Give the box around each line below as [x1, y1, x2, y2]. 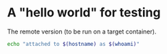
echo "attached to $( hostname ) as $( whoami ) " [7, 40, 140, 47]
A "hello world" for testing [7, 5, 161, 21]
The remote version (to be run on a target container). [7, 27, 157, 36]
